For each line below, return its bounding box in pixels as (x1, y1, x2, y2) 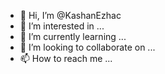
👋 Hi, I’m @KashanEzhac (19, 10, 122, 21)
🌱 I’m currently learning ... (19, 31, 127, 42)
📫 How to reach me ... (19, 53, 113, 64)
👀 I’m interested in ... (19, 20, 105, 32)
